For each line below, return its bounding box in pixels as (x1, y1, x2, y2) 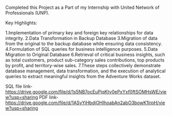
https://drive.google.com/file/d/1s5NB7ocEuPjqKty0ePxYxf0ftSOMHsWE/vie (5, 89, 167, 94)
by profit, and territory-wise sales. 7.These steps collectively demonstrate (5, 63, 161, 68)
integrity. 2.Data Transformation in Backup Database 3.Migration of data (5, 35, 158, 41)
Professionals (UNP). (5, 10, 50, 16)
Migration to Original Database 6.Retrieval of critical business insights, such (5, 51, 165, 57)
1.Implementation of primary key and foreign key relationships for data (5, 30, 154, 35)
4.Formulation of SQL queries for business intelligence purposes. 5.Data (5, 46, 158, 52)
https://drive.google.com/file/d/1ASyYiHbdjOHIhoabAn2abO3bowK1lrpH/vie (5, 100, 165, 106)
